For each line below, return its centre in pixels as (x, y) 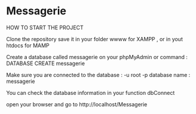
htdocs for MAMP (28, 45)
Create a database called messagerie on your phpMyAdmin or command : (97, 57)
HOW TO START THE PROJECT (45, 27)
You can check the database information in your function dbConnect (91, 93)
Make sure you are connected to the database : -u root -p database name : (98, 75)
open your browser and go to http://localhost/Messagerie (77, 104)
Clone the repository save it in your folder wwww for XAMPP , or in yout (95, 39)
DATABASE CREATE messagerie (46, 63)
